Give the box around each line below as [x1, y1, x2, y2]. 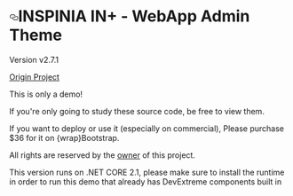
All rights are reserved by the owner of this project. [9, 149, 195, 161]
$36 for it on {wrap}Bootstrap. [9, 132, 120, 143]
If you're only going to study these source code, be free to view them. [9, 106, 265, 116]
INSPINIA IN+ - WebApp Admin [18, 6, 250, 27]
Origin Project [9, 71, 60, 82]
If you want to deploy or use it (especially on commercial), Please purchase [9, 122, 285, 134]
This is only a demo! [9, 89, 83, 99]
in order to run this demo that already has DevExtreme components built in [9, 176, 282, 187]
